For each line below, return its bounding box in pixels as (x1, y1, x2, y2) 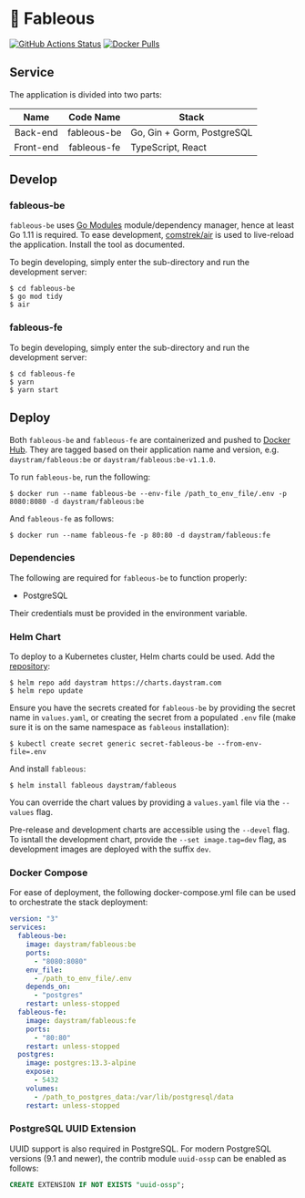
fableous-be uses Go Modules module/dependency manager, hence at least (9, 220, 294, 231)
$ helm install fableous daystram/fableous (9, 781, 178, 790)
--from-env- (217, 739, 262, 749)
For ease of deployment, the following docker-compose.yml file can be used (9, 887, 296, 898)
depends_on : (25, 982, 71, 992)
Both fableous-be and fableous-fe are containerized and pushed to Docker (9, 434, 291, 445)
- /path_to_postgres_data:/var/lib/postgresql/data (33, 1092, 234, 1101)
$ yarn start (9, 385, 59, 395)
